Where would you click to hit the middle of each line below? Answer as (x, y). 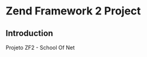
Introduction (30, 33)
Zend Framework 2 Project (73, 11)
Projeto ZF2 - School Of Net (40, 47)
